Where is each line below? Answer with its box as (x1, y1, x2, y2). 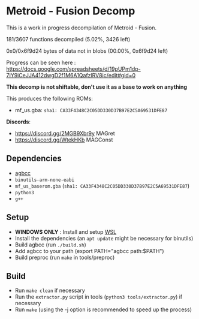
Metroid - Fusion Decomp (6, 4, 135, 18)
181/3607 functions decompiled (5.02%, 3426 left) (6, 35, 131, 43)
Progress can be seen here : (6, 59, 76, 66)
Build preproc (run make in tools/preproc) (14, 254, 115, 261)
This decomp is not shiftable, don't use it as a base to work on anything (6, 83, 188, 91)
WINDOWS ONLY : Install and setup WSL (14, 228, 117, 235)
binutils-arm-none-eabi (14, 177, 75, 183)
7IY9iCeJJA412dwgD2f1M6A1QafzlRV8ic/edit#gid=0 (6, 71, 136, 79)
